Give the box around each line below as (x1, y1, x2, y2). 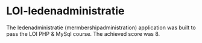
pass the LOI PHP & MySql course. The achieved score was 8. (6, 30, 160, 37)
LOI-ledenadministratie (6, 4, 125, 18)
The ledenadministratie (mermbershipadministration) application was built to (6, 24, 196, 31)
